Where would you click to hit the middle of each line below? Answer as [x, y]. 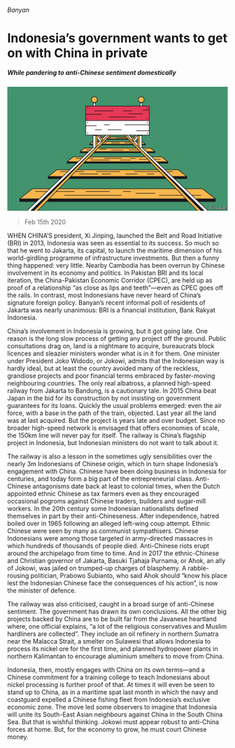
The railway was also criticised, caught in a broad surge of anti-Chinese [111, 604]
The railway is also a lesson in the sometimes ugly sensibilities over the [110, 456]
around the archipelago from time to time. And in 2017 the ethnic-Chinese [113, 553]
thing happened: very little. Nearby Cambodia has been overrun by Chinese [116, 266]
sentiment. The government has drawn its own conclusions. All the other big [117, 612]
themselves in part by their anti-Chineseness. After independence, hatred [113, 516]
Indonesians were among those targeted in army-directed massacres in [110, 538]
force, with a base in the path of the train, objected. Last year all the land [112, 413]
